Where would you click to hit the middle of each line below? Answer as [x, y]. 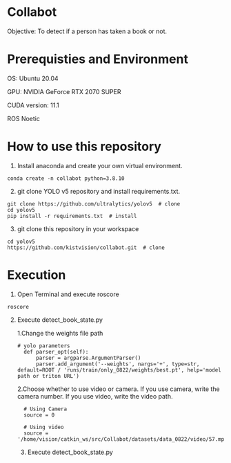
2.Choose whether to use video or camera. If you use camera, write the [118, 389]
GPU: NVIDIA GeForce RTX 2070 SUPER [64, 91]
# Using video [44, 427]
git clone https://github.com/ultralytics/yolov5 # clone [94, 204]
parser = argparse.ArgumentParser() [88, 358]
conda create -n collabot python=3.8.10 [66, 178]
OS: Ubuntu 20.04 [33, 78]
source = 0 [39, 415]
